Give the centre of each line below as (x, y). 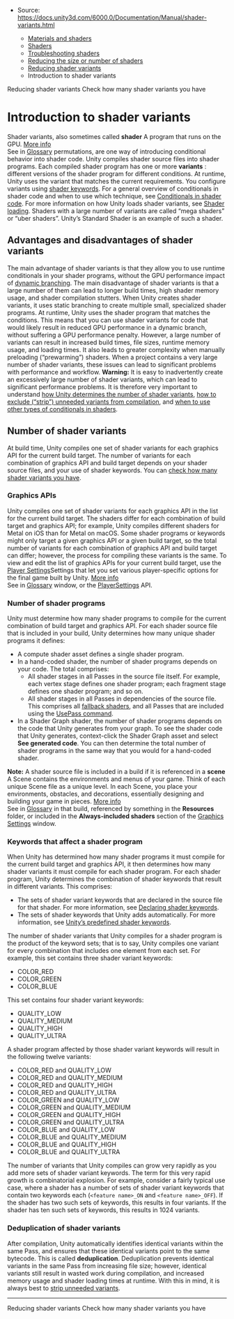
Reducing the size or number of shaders (85, 61)
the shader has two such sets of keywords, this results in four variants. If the (117, 1203)
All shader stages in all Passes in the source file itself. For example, (124, 676)
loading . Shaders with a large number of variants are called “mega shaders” (116, 211)
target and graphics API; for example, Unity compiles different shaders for (113, 525)
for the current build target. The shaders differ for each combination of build (116, 518)
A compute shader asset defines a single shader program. (101, 654)
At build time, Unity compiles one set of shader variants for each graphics (113, 448)
